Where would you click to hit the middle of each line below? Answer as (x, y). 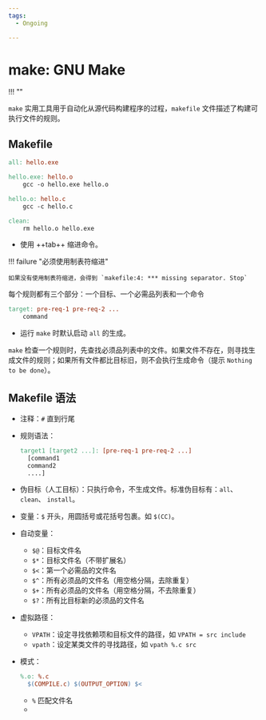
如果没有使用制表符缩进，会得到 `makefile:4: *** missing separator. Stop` (128, 278)
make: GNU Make (67, 70)
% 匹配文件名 (52, 701)
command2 (42, 465)
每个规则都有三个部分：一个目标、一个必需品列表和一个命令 (106, 294)
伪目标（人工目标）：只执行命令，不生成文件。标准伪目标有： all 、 (129, 489)
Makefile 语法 (42, 398)
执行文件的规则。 (36, 119)
